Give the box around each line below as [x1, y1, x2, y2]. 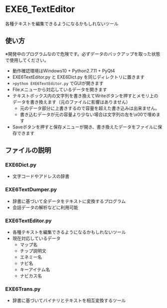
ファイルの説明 [5, 146, 51, 155]
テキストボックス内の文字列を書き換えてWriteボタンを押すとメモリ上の [12, 92, 159, 98]
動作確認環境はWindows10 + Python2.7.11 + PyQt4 [12, 67, 115, 73]
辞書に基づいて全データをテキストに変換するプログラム [12, 198, 126, 204]
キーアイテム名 [19, 267, 50, 273]
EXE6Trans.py [5, 286, 41, 293]
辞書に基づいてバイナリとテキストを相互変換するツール [12, 298, 126, 304]
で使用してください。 [5, 57, 49, 63]
